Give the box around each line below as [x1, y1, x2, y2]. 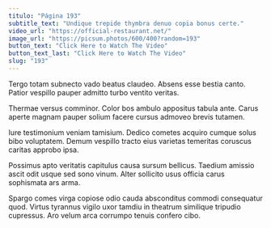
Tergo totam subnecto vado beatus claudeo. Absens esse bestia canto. [8, 78, 246, 89]
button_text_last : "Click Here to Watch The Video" [8, 49, 186, 57]
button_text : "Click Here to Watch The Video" [8, 42, 168, 50]
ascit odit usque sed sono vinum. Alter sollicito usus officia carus [8, 169, 225, 179]
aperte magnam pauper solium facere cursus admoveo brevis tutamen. [8, 112, 245, 121]
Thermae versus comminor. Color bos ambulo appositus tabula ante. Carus [8, 103, 259, 113]
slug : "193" [8, 57, 49, 65]
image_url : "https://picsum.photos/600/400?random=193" [8, 34, 201, 43]
